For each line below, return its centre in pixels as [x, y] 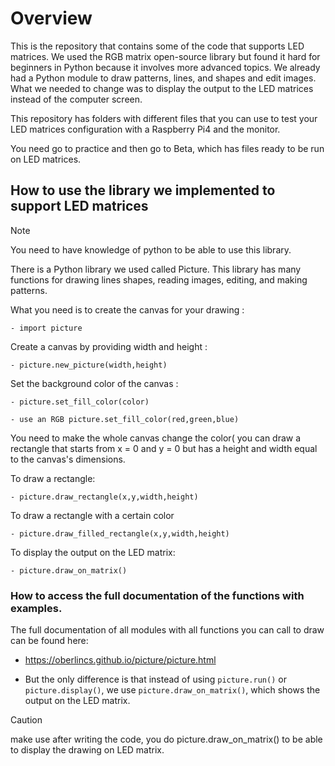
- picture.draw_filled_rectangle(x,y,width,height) [120, 533]
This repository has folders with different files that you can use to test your [164, 118]
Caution [26, 720]
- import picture [46, 328]
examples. [36, 608]
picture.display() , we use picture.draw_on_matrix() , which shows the [172, 690]
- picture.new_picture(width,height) [89, 365]
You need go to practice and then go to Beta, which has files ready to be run [167, 148]
